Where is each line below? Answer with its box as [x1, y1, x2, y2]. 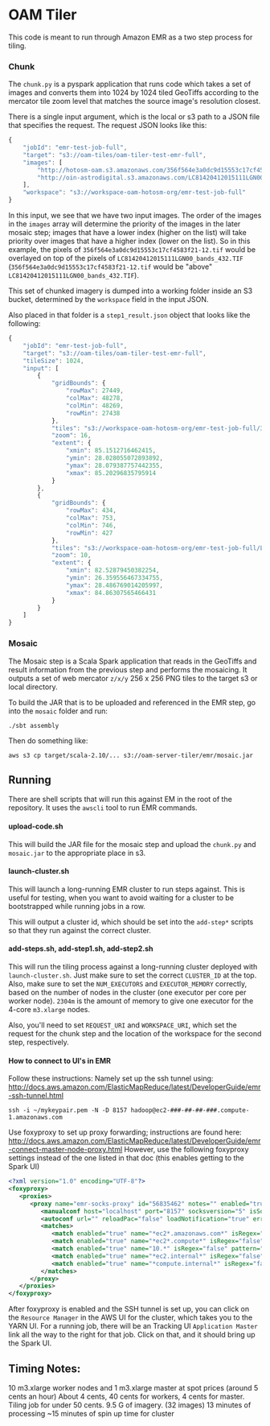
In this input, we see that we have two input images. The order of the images [8, 211, 262, 221]
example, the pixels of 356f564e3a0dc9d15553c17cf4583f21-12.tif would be [8, 245, 256, 254]
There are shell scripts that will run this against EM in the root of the [8, 795, 233, 804]
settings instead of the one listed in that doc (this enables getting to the [8, 1153, 245, 1163]
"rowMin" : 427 [65, 529, 113, 537]
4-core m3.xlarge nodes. [8, 1004, 91, 1014]
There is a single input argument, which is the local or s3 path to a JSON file [8, 112, 260, 122]
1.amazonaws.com [8, 1114, 63, 1122]
